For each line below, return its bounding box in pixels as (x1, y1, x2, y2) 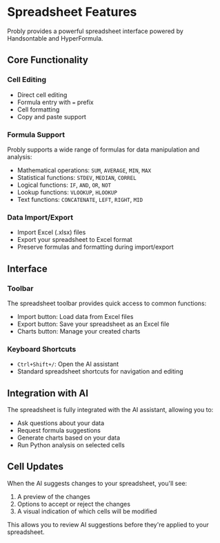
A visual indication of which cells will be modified (17, 507, 157, 515)
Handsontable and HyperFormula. (7, 34, 103, 42)
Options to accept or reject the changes (17, 500, 131, 508)
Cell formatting (17, 105, 60, 114)
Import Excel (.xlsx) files (17, 228, 86, 236)
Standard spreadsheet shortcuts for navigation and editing (17, 367, 184, 376)
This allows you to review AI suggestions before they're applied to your (7, 520, 209, 529)
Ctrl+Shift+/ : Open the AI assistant (17, 360, 119, 369)
